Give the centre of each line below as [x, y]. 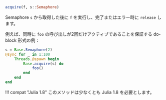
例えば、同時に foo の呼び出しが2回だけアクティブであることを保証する [79, 34]
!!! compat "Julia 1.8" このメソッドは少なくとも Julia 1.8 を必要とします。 [80, 92]
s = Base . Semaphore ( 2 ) [29, 50]
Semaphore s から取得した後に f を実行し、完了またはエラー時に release [80, 17]
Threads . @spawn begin [36, 59]
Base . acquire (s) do [43, 64]
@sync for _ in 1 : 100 [28, 54]
